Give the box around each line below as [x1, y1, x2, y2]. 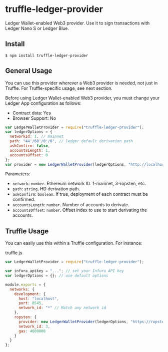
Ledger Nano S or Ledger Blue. [5, 25, 69, 31]
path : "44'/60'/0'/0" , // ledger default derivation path [9, 139, 133, 144]
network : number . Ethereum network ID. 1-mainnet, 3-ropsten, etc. [12, 181, 146, 187]
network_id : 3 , [18, 324, 50, 329]
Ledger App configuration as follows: [5, 100, 81, 106]
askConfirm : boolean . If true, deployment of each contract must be [12, 191, 148, 197]
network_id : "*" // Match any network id [18, 306, 106, 311]
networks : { [9, 287, 35, 292]
